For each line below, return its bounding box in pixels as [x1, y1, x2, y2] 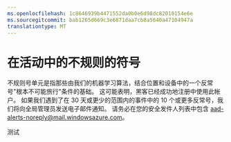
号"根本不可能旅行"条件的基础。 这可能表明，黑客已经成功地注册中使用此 [7, 88, 214, 96]
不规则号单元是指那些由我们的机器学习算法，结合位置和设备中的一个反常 [7, 79, 213, 87]
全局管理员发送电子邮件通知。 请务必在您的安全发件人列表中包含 [25, 105, 209, 113]
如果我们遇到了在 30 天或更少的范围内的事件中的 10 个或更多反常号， [20, 96, 218, 104]
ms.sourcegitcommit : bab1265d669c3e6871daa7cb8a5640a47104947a [7, 17, 194, 23]
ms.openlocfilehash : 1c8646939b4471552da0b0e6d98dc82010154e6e [7, 10, 194, 17]
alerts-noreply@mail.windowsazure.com [7, 113, 122, 121]
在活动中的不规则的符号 [7, 54, 141, 70]
